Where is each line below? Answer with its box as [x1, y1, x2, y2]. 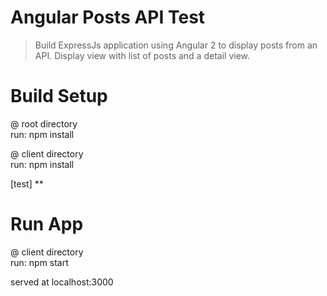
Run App [10, 213, 84, 236]
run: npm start [10, 256, 69, 268]
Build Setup [10, 85, 108, 108]
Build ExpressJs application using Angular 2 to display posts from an [34, 39, 318, 51]
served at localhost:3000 [10, 276, 114, 288]
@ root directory [10, 117, 78, 130]
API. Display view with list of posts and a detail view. [34, 49, 251, 61]
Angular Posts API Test [10, 6, 206, 29]
